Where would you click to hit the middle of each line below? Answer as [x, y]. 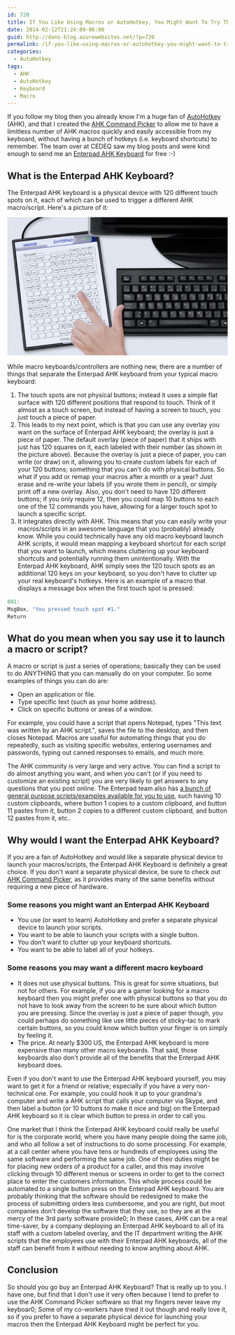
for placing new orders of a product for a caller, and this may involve [106, 1166]
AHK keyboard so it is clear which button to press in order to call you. [107, 1115]
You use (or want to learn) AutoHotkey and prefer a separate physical [117, 920]
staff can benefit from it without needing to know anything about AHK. [108, 1248]
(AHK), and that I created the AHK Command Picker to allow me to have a [113, 124]
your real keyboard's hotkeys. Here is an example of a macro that [112, 580]
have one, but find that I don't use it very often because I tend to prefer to [113, 1294]
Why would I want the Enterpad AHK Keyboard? [113, 840]
